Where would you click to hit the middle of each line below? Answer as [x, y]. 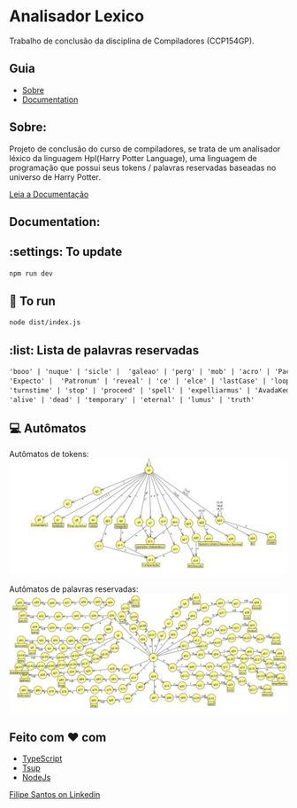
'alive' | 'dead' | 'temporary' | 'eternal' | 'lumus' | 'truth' [132, 400]
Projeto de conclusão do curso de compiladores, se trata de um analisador [145, 149]
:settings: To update [66, 252]
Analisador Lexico [76, 16]
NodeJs [36, 778]
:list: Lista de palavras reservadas [104, 350]
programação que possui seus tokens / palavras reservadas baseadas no [143, 167]
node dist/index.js [45, 322]
